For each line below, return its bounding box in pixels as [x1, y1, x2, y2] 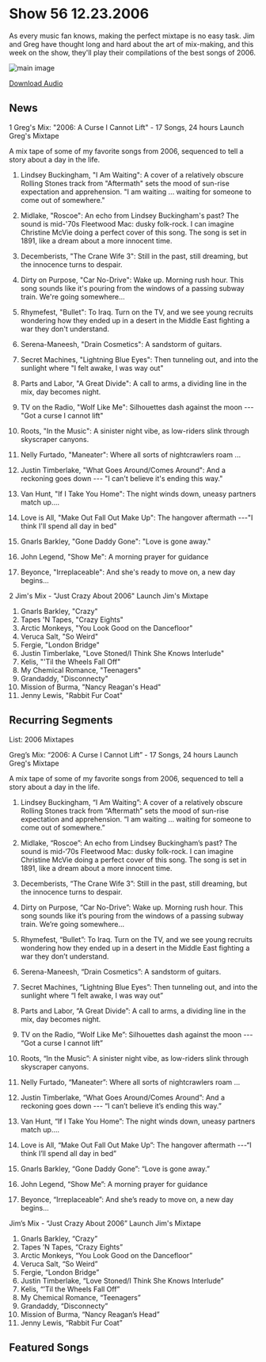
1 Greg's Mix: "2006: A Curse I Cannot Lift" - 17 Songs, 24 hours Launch [9, 122, 245, 132]
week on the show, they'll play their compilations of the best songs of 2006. [9, 48, 256, 57]
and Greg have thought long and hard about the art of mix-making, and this [9, 39, 254, 48]
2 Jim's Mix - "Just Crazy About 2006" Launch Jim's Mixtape [9, 591, 209, 601]
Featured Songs [9, 1341, 89, 1354]
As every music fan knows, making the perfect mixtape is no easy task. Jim [9, 31, 256, 40]
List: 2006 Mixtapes [9, 734, 74, 744]
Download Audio [9, 78, 63, 88]
